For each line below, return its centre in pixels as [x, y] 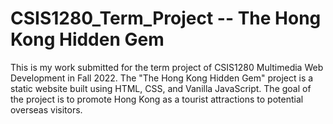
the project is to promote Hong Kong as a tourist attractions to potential [157, 99]
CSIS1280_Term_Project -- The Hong [166, 18]
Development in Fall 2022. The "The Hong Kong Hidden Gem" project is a [162, 78]
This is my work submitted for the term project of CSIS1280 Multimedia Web [167, 67]
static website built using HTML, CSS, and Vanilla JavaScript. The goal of [161, 88]
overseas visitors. [46, 109]
